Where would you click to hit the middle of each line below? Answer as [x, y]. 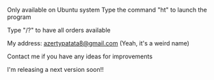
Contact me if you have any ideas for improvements [80, 56]
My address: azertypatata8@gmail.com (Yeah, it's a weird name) [98, 43]
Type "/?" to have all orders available [59, 30]
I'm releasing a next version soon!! [55, 69]
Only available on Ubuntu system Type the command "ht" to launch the [107, 10]
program [19, 17]
